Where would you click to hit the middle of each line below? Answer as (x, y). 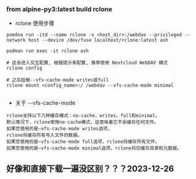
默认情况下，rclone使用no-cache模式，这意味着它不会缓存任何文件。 (83, 122)
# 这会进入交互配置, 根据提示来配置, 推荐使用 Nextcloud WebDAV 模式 (87, 63)
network (16, 40)
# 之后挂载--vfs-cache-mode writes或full (58, 80)
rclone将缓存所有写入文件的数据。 (44, 135)
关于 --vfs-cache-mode (45, 103)
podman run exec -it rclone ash (47, 51)
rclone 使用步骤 (35, 23)
